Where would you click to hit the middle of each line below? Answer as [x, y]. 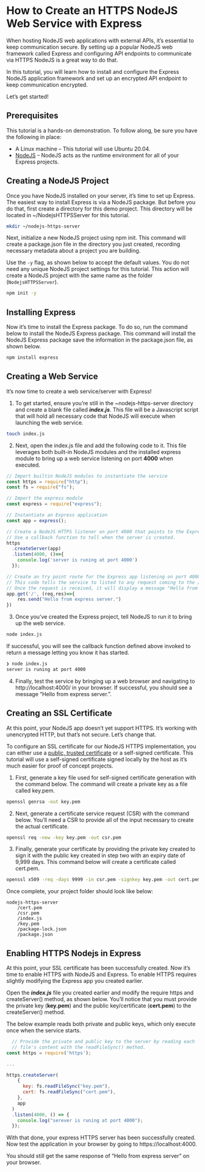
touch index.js [26, 434]
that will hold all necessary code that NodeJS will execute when [95, 416]
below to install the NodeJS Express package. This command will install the [101, 334]
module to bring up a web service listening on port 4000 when [94, 458]
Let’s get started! [27, 96]
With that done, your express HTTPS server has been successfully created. [101, 1138]
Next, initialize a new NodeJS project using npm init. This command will [96, 238]
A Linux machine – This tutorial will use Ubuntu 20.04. [83, 149]
